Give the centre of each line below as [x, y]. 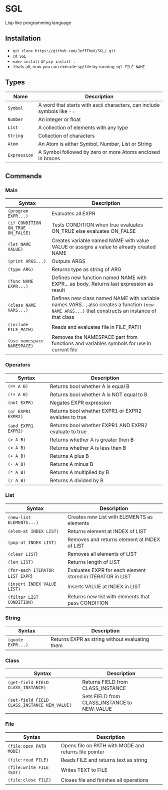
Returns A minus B [71, 464]
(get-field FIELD [28, 683]
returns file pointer [82, 752]
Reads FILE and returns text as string [104, 760]
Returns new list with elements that [108, 596]
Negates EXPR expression [80, 403]
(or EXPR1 [19, 411]
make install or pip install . [44, 61]
